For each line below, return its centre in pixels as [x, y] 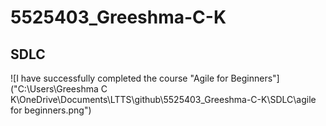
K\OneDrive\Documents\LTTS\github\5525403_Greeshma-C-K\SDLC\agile [163, 99]
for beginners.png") [51, 110]
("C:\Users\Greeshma [54, 89]
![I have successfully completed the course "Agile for [119, 78]
